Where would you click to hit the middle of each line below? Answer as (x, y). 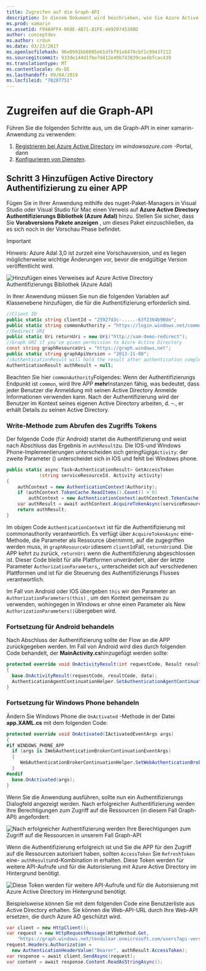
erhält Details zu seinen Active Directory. (58, 409)
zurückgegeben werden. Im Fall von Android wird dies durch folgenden (96, 647)
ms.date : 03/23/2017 (33, 47)
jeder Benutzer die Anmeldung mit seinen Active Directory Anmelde (92, 390)
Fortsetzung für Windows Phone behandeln (73, 703)
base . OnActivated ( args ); (44, 780)
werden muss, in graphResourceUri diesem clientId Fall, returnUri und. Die (100, 546)
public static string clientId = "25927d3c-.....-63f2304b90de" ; (91, 320)
